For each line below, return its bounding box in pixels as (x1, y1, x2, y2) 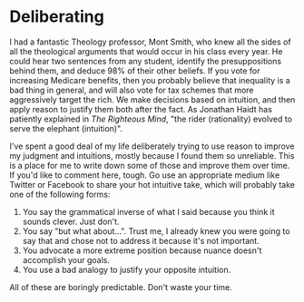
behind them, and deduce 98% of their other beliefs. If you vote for (9, 65, 260, 76)
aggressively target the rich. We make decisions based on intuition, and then (9, 93, 296, 105)
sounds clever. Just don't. (22, 216, 120, 227)
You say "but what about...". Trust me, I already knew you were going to (22, 225, 290, 237)
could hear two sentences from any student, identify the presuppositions (9, 55, 282, 66)
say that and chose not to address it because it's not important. (22, 235, 260, 246)
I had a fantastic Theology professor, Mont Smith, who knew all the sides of (9, 36, 292, 47)
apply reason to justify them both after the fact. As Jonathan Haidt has (9, 103, 272, 114)
